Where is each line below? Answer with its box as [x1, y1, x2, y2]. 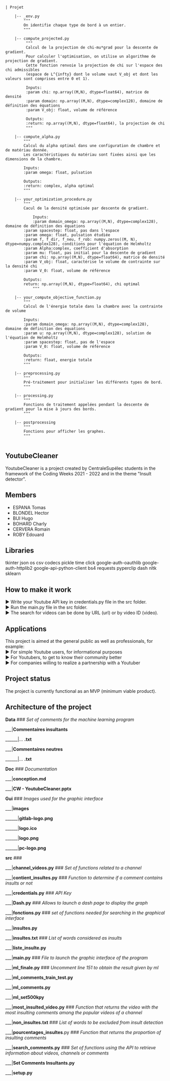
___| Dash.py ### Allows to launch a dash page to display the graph [5, 899, 148, 906]
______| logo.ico [5, 825, 37, 831]
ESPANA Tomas [12, 504, 46, 510]
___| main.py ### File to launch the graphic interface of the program [5, 954, 148, 961]
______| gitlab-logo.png [5, 815, 53, 821]
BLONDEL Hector [12, 510, 49, 516]
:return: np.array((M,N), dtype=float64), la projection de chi [25, 121, 165, 126]
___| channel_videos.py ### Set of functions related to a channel [5, 865, 141, 871]
